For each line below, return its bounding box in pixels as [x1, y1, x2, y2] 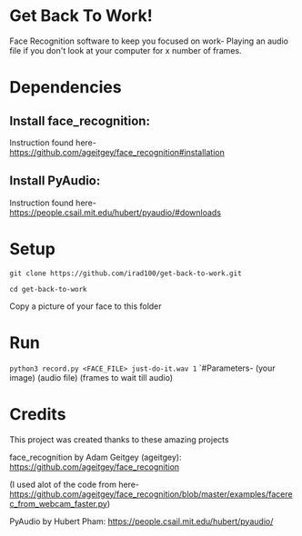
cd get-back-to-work [9, 284, 88, 293]
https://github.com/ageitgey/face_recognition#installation [9, 146, 226, 157]
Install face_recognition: [9, 113, 150, 128]
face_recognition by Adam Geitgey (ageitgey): [9, 452, 182, 462]
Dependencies [9, 77, 122, 98]
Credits [9, 403, 66, 424]
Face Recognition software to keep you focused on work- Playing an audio [9, 35, 289, 46]
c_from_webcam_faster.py [9, 498, 107, 509]
